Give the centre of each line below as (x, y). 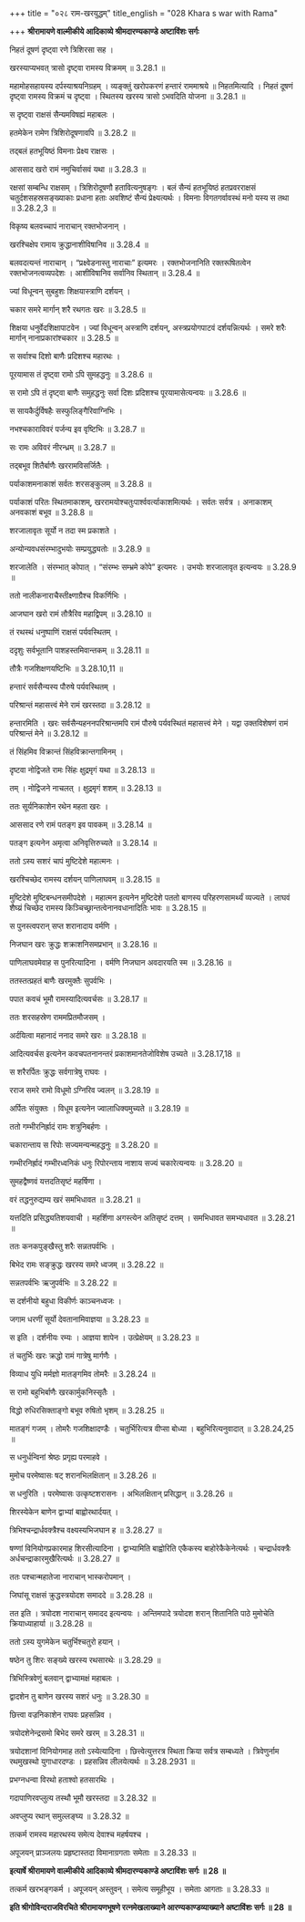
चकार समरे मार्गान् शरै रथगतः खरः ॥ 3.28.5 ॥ (77, 310)
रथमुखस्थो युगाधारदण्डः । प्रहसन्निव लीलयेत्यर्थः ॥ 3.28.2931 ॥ (102, 1762)
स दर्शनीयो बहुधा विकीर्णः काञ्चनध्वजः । (66, 1301)
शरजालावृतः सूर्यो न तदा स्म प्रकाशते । (63, 531)
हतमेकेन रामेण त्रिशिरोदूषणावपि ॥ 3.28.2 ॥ (72, 133)
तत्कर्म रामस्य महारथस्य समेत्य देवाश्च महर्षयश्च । (79, 1834)
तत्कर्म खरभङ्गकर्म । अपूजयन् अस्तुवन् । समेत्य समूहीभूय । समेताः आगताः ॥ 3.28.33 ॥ (139, 1889)
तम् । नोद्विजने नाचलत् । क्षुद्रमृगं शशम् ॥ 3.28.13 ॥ (85, 788)
